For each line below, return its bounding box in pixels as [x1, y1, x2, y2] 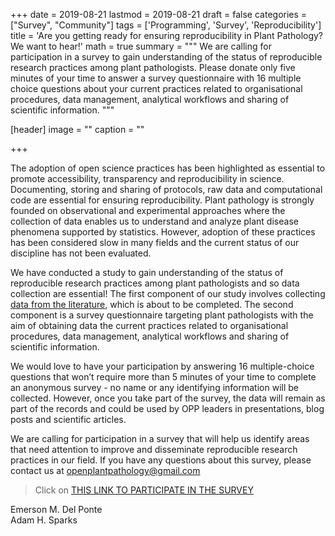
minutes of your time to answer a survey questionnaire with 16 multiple [10, 72, 302, 84]
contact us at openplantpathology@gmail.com [10, 465, 201, 476]
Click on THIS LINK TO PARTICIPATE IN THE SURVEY [34, 484, 254, 496]
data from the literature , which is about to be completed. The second [10, 299, 294, 310]
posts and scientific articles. [10, 414, 127, 425]
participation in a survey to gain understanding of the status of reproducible [10, 51, 323, 63]
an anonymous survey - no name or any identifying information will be [10, 382, 299, 393]
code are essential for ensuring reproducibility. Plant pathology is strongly [10, 194, 315, 206]
